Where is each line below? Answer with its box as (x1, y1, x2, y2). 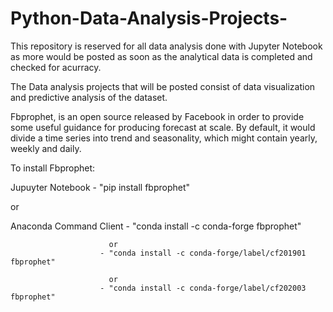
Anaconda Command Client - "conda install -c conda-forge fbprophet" (10, 220, 302, 232)
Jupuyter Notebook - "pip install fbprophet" (10, 181, 191, 193)
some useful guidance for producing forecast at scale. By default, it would (10, 121, 316, 133)
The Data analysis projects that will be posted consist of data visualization (10, 80, 316, 92)
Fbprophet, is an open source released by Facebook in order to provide (10, 110, 305, 122)
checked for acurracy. (10, 61, 102, 73)
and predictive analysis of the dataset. (10, 91, 168, 103)
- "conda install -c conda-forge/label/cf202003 (99, 283, 307, 293)
